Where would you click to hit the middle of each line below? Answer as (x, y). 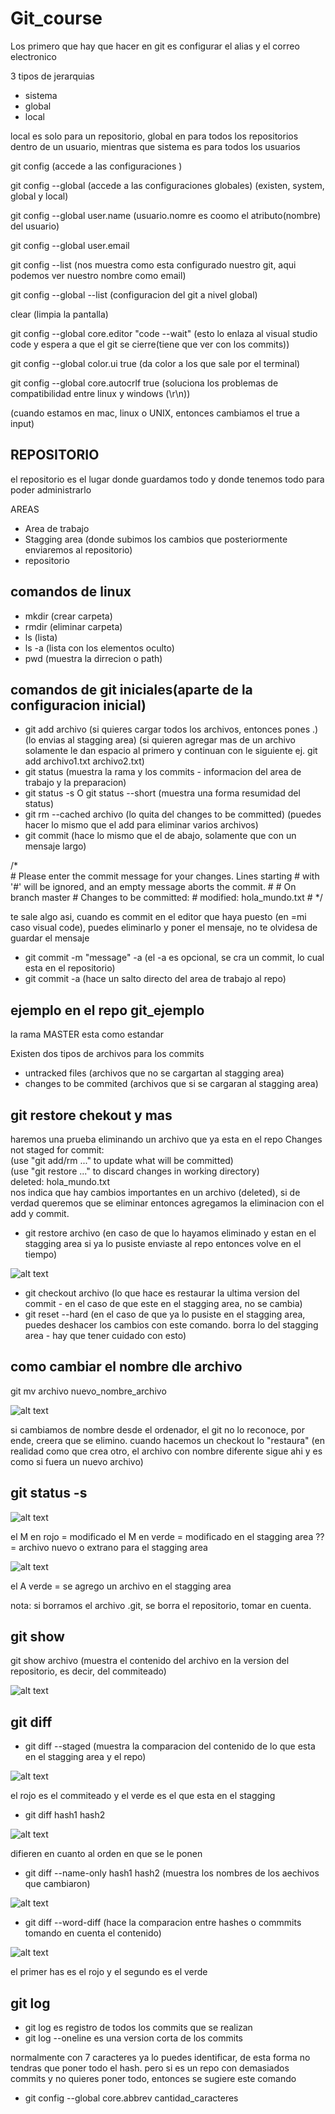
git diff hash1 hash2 (65, 1815)
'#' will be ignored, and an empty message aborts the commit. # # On (153, 887)
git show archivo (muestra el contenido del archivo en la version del (150, 1661)
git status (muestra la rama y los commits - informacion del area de (163, 772)
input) (22, 423)
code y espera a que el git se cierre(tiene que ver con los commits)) (150, 344)
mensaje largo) (55, 846)
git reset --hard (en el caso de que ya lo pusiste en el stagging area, (165, 1314)
